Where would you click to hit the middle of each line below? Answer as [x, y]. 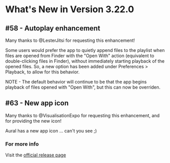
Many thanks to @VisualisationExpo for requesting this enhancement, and [82, 115]
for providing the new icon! [33, 121]
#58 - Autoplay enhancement [53, 28]
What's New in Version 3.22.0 [70, 9]
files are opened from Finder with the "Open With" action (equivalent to [80, 56]
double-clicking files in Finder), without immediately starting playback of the [85, 61]
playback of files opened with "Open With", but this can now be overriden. [83, 87]
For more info [22, 144]
